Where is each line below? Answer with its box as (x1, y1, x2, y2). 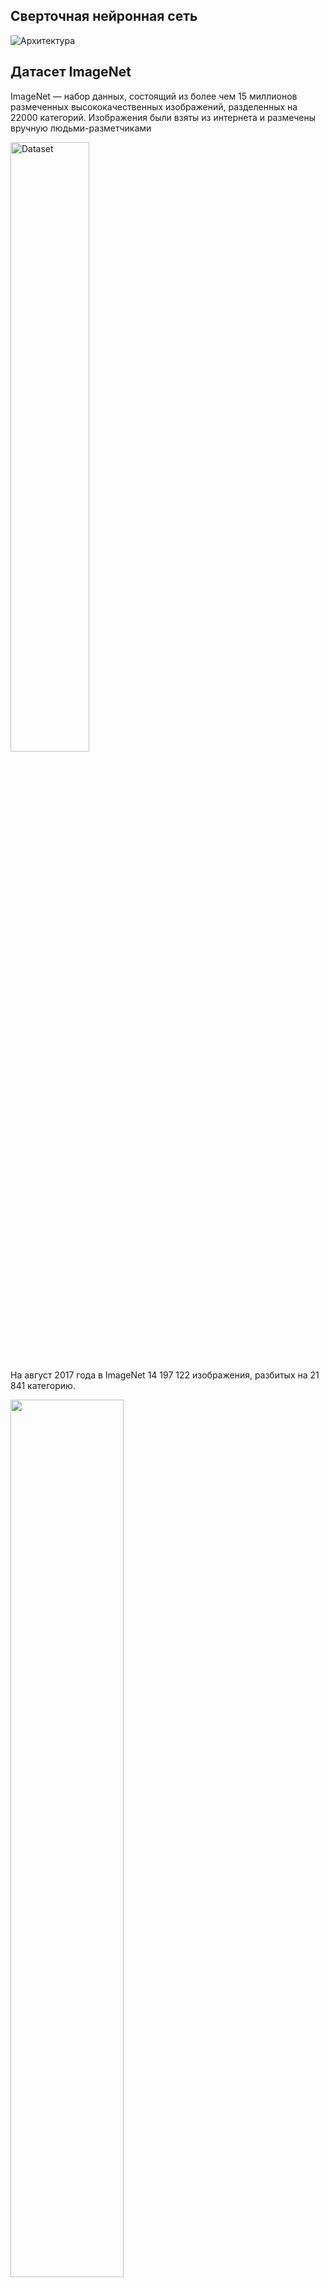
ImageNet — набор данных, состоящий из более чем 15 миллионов (10, 90, 298, 102)
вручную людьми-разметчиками (10, 122, 152, 134)
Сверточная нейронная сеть (10, 8, 198, 25)
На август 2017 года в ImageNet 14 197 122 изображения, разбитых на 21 (10, 1369, 320, 1381)
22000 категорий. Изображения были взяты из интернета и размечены (10, 111, 316, 123)
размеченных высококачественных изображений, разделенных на (10, 100, 298, 113)
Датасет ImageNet (10, 64, 132, 81)
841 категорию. (10, 1379, 76, 1391)
